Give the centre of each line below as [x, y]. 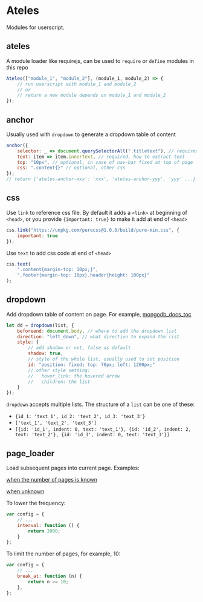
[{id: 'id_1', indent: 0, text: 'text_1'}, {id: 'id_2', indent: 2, [103, 430]
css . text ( [19, 264]
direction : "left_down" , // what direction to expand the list [98, 336]
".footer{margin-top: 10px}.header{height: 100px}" [83, 275]
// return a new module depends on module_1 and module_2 [92, 95]
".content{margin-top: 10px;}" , [58, 270]
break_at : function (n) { [50, 576]
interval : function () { [48, 525]
